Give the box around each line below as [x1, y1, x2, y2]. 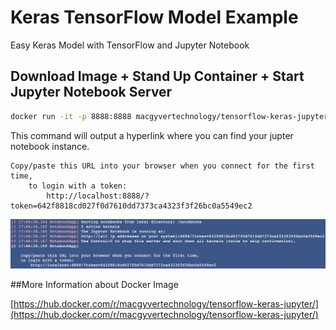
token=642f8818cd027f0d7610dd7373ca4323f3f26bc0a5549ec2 [10, 201, 253, 211]
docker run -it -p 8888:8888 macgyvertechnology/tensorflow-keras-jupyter [10, 111, 329, 121]
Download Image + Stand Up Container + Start [10, 68, 305, 85]
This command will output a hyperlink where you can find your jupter [10, 129, 294, 141]
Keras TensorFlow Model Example [10, 6, 299, 29]
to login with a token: [28, 181, 128, 191]
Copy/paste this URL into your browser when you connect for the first [10, 161, 315, 171]
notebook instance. [10, 140, 90, 152]
